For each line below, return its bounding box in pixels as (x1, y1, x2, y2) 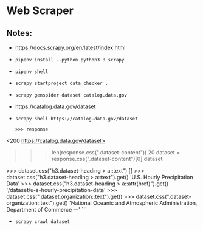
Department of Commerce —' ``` (6, 206, 87, 213)
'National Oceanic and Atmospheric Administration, (69, 199, 198, 207)
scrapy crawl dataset (15, 219, 70, 225)
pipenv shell (15, 69, 49, 75)
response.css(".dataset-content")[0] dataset (51, 156, 163, 162)
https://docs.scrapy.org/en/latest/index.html (15, 44, 126, 51)
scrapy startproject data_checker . (15, 80, 108, 86)
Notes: (6, 28, 32, 38)
